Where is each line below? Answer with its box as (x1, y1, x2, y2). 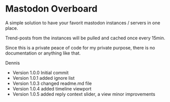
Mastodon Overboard (5, 3, 98, 15)
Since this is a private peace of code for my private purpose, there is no (5, 44, 156, 50)
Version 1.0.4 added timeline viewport (12, 85, 92, 91)
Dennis (5, 60, 20, 66)
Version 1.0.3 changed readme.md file (12, 80, 92, 86)
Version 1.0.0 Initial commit (12, 69, 69, 76)
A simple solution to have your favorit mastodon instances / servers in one (5, 20, 161, 26)
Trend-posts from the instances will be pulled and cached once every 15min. (5, 35, 165, 41)
